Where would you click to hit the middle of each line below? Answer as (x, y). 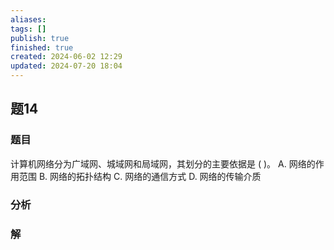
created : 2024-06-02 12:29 (66, 57)
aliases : (28, 19)
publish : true (40, 38)
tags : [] (28, 29)
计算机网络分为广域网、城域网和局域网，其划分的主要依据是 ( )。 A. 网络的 (163, 163)
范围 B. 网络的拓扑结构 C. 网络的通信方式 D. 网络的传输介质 (140, 176)
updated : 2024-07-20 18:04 (66, 66)
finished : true (42, 47)
